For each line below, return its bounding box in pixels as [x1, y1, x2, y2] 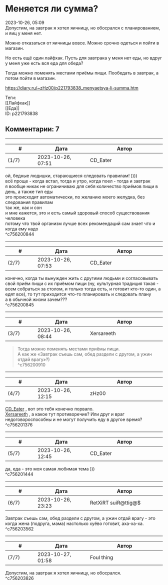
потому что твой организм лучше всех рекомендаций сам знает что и [5, 220, 155, 226]
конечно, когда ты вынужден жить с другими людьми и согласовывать [5, 275, 158, 281]
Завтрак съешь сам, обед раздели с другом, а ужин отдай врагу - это [5, 515, 156, 521]
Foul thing [89, 553, 113, 560]
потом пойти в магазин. [5, 75, 56, 81]
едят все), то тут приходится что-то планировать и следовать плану [5, 291, 151, 297]
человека [5, 215, 26, 221]
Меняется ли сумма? [5, 3, 98, 14]
